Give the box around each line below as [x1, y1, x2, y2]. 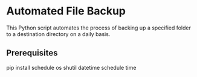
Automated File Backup [6, 4, 126, 18]
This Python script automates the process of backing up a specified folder [6, 24, 192, 31]
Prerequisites [6, 48, 58, 58]
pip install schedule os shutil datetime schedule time [6, 64, 137, 71]
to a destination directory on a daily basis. [6, 30, 111, 37]
